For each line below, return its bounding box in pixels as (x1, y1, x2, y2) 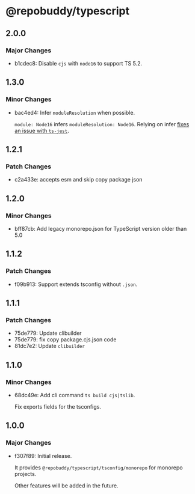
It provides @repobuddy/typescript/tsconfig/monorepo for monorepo (14, 464, 183, 471)
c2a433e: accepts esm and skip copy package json (14, 176, 143, 183)
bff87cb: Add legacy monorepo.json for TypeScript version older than (14, 225, 187, 232)
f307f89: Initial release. (14, 452, 72, 459)
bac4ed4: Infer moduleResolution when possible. (14, 109, 135, 116)
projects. (14, 470, 37, 477)
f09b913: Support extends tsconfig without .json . (14, 281, 138, 288)
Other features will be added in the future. (14, 482, 119, 489)
